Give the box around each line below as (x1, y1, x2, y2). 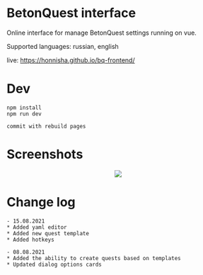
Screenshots (6, 147, 83, 162)
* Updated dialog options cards (6, 261, 102, 268)
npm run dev (6, 110, 42, 118)
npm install (6, 104, 42, 111)
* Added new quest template (6, 230, 90, 237)
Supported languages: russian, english (6, 42, 120, 50)
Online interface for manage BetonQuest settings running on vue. (6, 28, 197, 37)
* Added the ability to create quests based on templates (6, 254, 181, 262)
